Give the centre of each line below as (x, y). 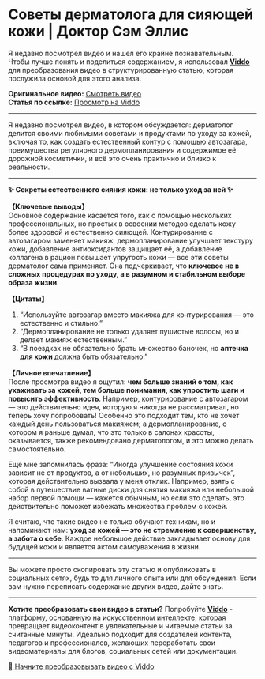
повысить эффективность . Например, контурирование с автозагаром (128, 398)
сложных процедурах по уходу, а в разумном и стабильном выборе (127, 273)
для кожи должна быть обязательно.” (84, 356)
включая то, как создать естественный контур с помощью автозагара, (128, 141)
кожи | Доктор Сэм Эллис (99, 31)
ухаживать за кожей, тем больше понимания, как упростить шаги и (126, 390)
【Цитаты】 (28, 299)
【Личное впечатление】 (52, 372)
